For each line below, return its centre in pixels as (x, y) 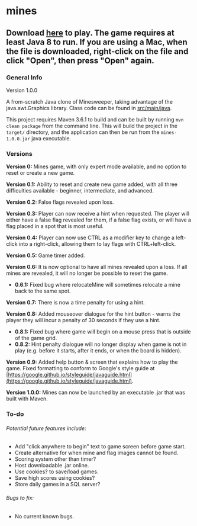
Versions (19, 153)
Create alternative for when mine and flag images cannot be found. (96, 453)
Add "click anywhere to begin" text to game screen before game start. (100, 447)
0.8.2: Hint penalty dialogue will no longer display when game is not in (101, 344)
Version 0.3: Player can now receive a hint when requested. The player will (98, 214)
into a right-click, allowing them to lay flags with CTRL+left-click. (97, 244)
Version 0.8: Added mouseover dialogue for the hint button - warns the (93, 314)
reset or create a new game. (41, 173)
